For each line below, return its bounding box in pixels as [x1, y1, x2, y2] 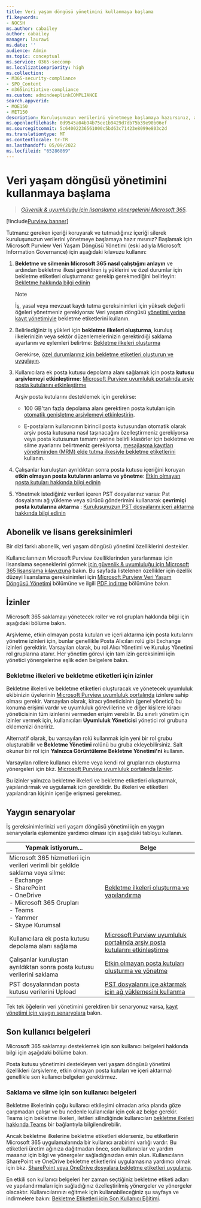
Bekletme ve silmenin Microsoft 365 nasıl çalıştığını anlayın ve [14, 260, 173, 267]
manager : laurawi [6, 37, 50, 43]
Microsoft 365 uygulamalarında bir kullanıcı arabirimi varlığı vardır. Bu [6, 1139, 177, 1146]
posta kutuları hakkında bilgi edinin [14, 479, 101, 486]
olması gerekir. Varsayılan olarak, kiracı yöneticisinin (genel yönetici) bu [6, 698, 182, 705]
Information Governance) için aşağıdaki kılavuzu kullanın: [6, 248, 147, 256]
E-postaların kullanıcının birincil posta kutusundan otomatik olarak [23, 423, 187, 430]
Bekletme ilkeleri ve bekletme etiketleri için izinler [6, 671, 154, 679]
